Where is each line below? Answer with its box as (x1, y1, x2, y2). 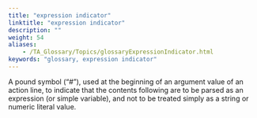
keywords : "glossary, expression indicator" (8, 56, 157, 64)
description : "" (8, 26, 62, 34)
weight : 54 (8, 33, 44, 42)
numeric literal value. (8, 101, 77, 111)
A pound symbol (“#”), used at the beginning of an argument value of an (8, 76, 244, 87)
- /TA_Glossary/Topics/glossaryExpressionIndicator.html (22, 48, 214, 56)
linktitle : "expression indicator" (8, 19, 126, 27)
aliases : (8, 41, 37, 49)
